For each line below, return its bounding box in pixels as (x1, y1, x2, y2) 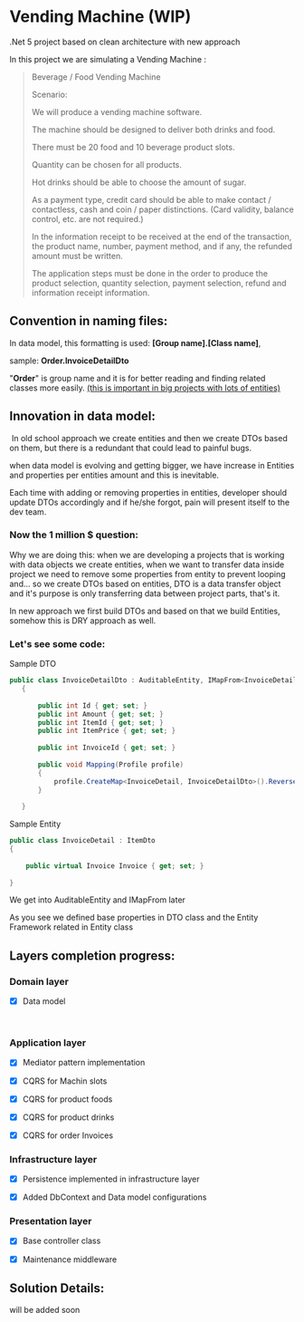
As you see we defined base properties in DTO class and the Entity (9, 912, 259, 923)
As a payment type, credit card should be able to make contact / (31, 194, 271, 205)
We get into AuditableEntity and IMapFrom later (9, 894, 185, 905)
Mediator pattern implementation (22, 1057, 146, 1068)
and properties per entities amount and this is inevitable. (9, 469, 220, 480)
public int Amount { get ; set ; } (37, 709, 165, 719)
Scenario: (31, 89, 68, 100)
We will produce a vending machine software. (31, 106, 203, 117)
